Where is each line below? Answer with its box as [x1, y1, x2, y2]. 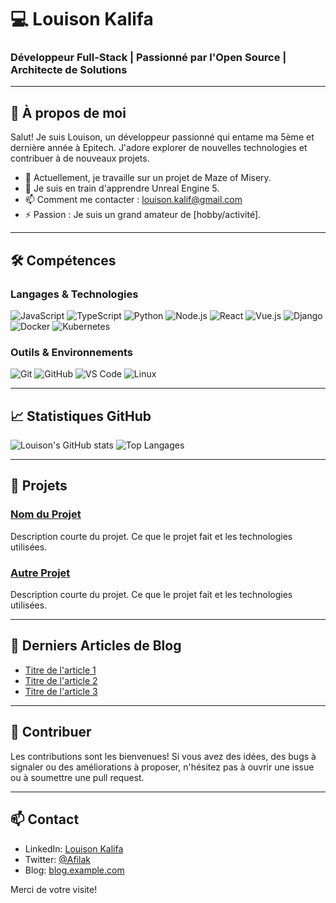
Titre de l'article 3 [24, 685, 98, 697]
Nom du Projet [10, 507, 82, 521]
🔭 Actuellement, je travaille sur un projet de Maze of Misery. [24, 172, 272, 184]
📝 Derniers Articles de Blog [10, 637, 182, 655]
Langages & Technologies [10, 287, 139, 301]
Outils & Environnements [10, 345, 133, 359]
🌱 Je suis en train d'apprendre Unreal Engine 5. [24, 182, 220, 195]
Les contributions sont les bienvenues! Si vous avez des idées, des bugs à [10, 750, 317, 762]
